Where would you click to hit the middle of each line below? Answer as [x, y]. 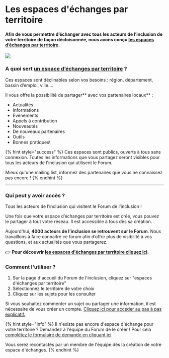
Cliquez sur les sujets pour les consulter [54, 294]
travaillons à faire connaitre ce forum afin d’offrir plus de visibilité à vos [79, 236]
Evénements [25, 115]
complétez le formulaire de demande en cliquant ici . [59, 335]
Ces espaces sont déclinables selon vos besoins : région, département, [79, 80]
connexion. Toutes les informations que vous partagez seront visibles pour [82, 157]
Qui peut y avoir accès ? [35, 195]
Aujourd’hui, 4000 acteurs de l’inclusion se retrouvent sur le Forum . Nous [83, 231]
